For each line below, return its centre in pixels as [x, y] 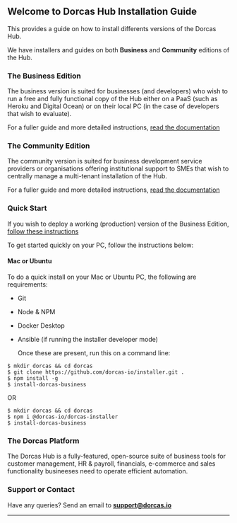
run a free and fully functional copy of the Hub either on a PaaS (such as [113, 99]
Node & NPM [36, 311]
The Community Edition [49, 146]
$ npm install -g [33, 378]
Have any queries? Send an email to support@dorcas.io [90, 505]
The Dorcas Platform [43, 440]
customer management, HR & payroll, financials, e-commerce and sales [111, 464]
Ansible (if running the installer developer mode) [88, 339]
